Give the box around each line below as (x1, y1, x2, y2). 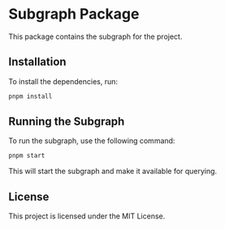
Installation (8, 55, 67, 69)
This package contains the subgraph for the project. (8, 32, 183, 41)
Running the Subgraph (8, 115, 125, 129)
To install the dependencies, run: (8, 76, 119, 86)
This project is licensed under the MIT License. (8, 211, 166, 221)
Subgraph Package (8, 5, 140, 23)
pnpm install (8, 92, 53, 100)
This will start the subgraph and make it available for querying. (8, 167, 218, 176)
